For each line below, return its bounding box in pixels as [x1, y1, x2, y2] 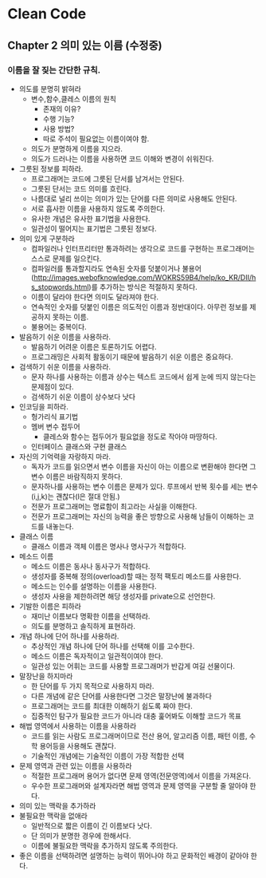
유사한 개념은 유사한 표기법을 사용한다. [30, 213, 151, 223]
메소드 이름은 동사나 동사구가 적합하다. [30, 561, 151, 571]
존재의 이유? [42, 104, 81, 113]
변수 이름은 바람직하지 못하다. [30, 472, 123, 481]
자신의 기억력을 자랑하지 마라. [18, 452, 111, 461]
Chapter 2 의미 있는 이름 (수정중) [7, 38, 162, 52]
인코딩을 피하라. [18, 401, 68, 411]
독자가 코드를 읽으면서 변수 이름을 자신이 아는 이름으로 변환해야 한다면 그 [30, 461, 256, 471]
